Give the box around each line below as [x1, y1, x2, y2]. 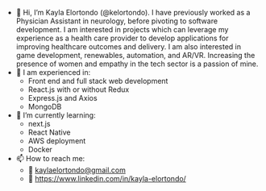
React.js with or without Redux [27, 85, 130, 94]
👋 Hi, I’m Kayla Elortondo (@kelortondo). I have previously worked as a [15, 8, 251, 17]
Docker [27, 145, 52, 154]
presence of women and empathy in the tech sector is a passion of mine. [15, 59, 259, 69]
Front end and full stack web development [27, 77, 168, 85]
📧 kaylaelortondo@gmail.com [27, 165, 127, 175]
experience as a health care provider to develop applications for [15, 33, 229, 43]
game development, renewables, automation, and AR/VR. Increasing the [15, 51, 256, 60]
